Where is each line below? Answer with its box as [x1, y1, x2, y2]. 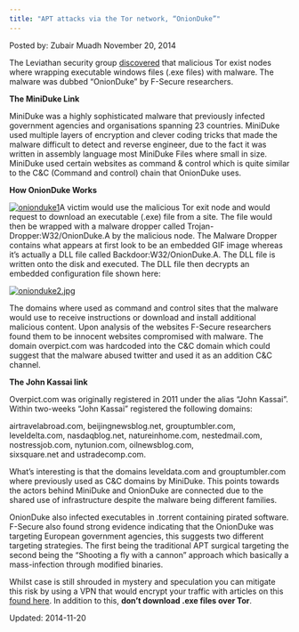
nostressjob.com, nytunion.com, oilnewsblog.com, [9, 439, 194, 450]
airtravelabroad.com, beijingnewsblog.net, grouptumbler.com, [9, 420, 236, 431]
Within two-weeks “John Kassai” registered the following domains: [9, 403, 254, 414]
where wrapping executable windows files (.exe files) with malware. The [9, 67, 274, 77]
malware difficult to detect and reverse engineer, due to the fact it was [9, 139, 267, 150]
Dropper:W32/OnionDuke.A [9, 230, 110, 240]
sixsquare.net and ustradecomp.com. [9, 449, 147, 459]
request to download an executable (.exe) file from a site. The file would [9, 211, 273, 222]
